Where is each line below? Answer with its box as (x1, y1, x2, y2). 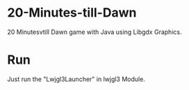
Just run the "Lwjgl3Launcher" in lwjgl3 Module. (7, 75, 146, 83)
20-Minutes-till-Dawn (7, 5, 137, 21)
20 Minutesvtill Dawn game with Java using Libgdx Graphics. (7, 28, 182, 36)
